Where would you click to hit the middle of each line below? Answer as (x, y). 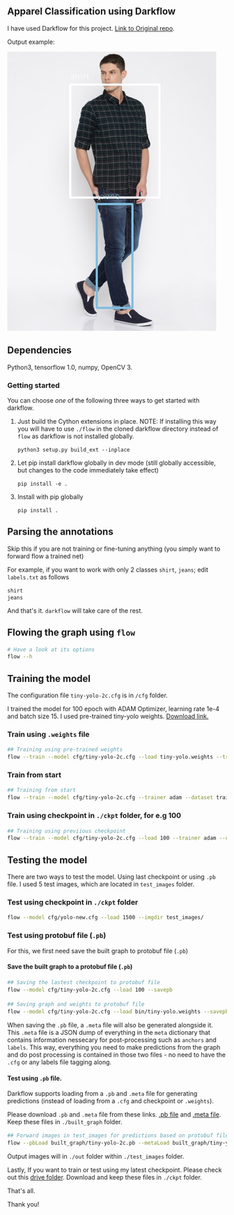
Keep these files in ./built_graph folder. (65, 1122)
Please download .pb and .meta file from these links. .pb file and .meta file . (114, 1115)
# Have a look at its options (51, 649)
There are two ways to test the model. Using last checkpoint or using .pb (111, 877)
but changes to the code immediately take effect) (88, 470)
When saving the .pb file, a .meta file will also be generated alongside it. (110, 1025)
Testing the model (47, 860)
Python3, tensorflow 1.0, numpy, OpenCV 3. (70, 367)
